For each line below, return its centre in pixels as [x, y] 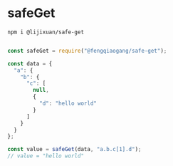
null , [41, 90]
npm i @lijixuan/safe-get [46, 32]
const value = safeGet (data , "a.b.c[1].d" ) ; [74, 150]
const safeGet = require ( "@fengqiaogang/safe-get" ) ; [87, 51]
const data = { [30, 63]
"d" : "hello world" [68, 104]
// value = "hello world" [46, 156]
